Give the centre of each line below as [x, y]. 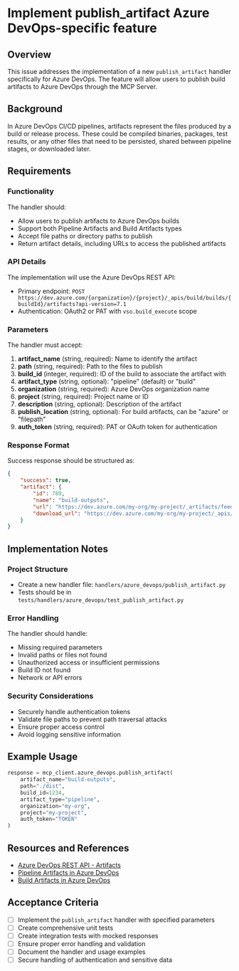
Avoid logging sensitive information [69, 734]
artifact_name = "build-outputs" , [68, 780]
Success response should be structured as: [71, 461]
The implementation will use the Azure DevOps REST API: [92, 277]
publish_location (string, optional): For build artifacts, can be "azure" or [123, 412]
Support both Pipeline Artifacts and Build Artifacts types [100, 228]
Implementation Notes [58, 549]
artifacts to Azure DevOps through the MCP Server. [83, 86]
